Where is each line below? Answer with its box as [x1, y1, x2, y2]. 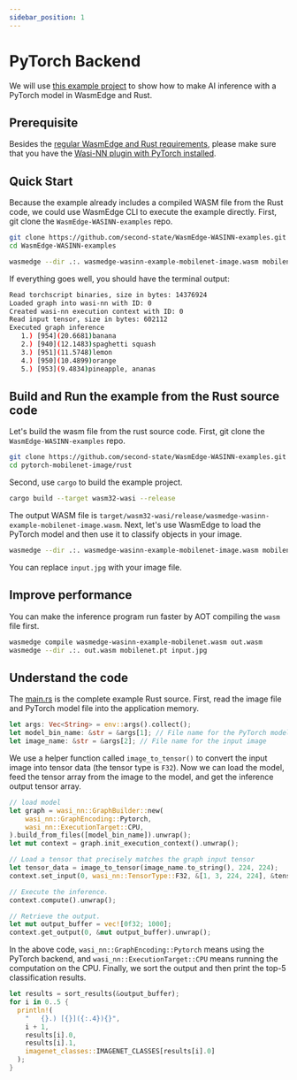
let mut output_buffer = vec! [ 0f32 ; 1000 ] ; [9, 920, 172, 929]
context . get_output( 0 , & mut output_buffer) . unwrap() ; [9, 928, 212, 938]
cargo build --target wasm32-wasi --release [9, 494, 176, 503]
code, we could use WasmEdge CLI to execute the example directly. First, [9, 207, 277, 218]
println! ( [17, 1006, 53, 1015]
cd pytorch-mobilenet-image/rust [9, 461, 133, 470]
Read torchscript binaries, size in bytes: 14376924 [9, 290, 208, 299]
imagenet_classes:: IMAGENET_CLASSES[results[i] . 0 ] [25, 1047, 216, 1056]
